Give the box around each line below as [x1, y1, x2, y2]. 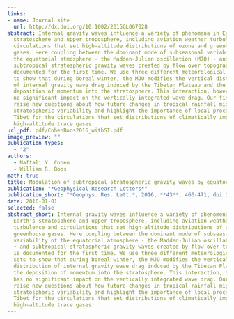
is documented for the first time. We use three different [13, 250, 189, 257]
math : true [7, 172, 39, 179]
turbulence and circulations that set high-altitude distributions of [13, 224, 223, 231]
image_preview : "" [7, 133, 61, 140]
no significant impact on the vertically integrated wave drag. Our [13, 95, 217, 102]
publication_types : [7, 140, 64, 147]
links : [7, 10, 26, 17]
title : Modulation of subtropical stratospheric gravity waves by [7, 178, 204, 185]
